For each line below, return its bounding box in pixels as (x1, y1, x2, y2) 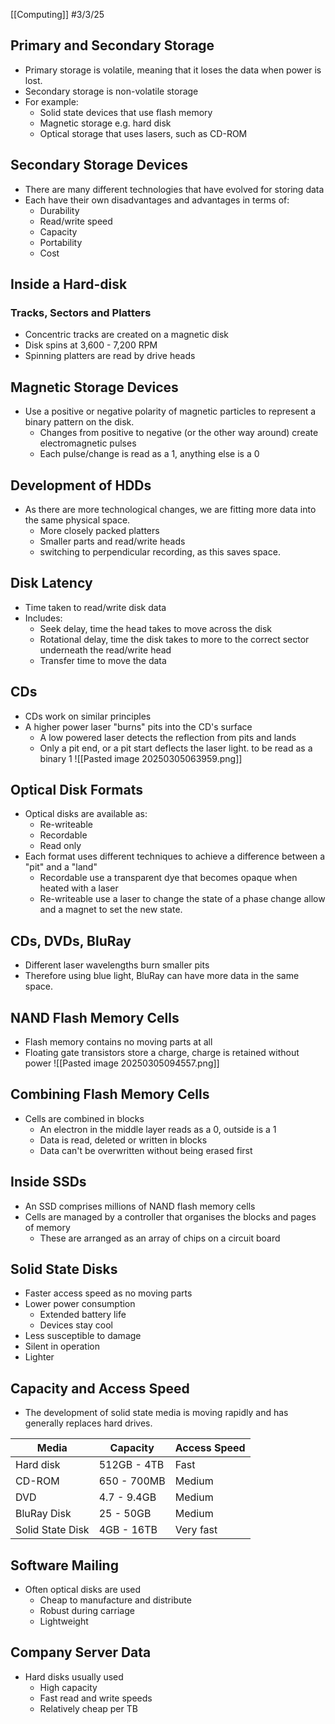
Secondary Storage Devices (10, 157, 189, 174)
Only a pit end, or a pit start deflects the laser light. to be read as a (39, 742, 313, 754)
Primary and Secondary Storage (10, 37, 215, 54)
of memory (24, 1221, 71, 1233)
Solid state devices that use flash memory (39, 106, 213, 118)
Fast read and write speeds (39, 1692, 153, 1704)
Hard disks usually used (24, 1670, 124, 1683)
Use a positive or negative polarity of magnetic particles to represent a (24, 405, 317, 418)
